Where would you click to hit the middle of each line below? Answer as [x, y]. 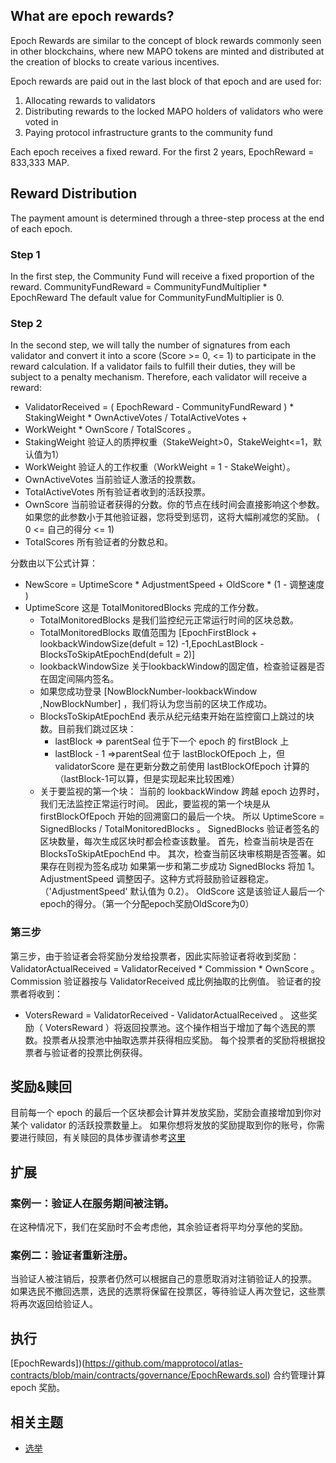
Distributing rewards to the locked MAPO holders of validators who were [174, 111]
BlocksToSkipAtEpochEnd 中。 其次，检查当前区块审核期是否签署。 [178, 854]
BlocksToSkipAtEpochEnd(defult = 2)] [117, 655]
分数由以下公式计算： [54, 563]
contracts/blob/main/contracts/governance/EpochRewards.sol [139, 1375]
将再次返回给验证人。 [54, 1304]
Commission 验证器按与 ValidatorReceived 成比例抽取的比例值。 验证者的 [161, 981]
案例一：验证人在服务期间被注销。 [92, 1203]
